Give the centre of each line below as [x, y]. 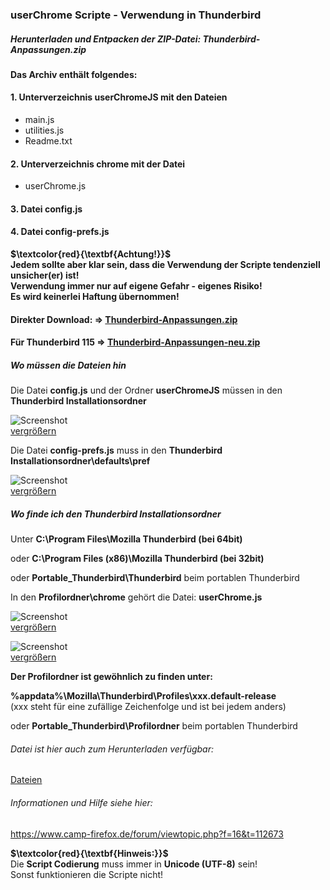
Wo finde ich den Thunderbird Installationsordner [116, 514]
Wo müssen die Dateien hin [68, 365]
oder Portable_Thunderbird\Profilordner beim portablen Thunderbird [154, 726]
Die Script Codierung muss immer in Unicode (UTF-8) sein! [134, 864]
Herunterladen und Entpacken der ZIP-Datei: [106, 39]
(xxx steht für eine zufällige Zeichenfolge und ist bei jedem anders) [148, 707]
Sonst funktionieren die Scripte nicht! [87, 874]
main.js [39, 120]
